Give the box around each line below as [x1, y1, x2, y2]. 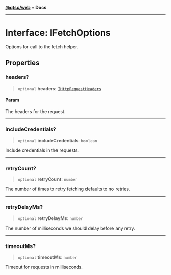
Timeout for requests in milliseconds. [5, 264, 83, 270]
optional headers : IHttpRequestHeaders [17, 85, 102, 91]
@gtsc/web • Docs [5, 5, 47, 10]
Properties [5, 59, 40, 67]
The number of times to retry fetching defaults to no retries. [5, 186, 130, 193]
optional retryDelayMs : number [17, 215, 83, 221]
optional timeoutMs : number [17, 254, 77, 260]
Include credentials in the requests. [5, 147, 79, 153]
